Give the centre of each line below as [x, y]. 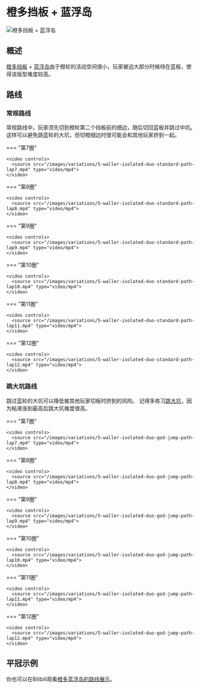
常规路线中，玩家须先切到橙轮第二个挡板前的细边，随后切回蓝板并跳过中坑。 [101, 127]
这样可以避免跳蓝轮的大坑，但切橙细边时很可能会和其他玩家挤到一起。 [93, 135]
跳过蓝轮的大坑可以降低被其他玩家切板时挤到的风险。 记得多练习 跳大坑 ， [96, 401]
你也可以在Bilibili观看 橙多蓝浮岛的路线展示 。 [61, 679]
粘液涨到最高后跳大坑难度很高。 [51, 408]
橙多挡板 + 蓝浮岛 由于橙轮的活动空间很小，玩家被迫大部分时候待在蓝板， [96, 66]
